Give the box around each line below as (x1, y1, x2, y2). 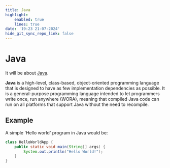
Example (5, 116, 33, 125)
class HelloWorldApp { (5, 139, 53, 145)
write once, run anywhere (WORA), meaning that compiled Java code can (5, 96, 159, 102)
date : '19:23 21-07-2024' (5, 26, 60, 32)
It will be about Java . (5, 70, 49, 76)
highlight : (5, 12, 28, 17)
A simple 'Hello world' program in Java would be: (5, 129, 108, 135)
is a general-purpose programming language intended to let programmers (5, 90, 160, 97)
